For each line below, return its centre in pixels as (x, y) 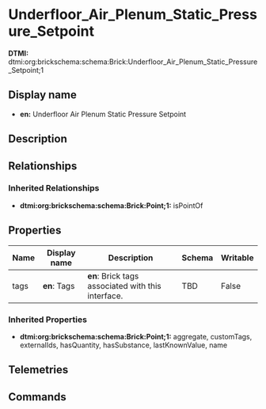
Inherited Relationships (54, 188)
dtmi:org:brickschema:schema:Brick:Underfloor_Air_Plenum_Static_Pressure (133, 62)
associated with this (125, 286)
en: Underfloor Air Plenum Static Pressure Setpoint (103, 114)
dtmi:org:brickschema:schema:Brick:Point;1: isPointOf (111, 205)
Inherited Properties (47, 320)
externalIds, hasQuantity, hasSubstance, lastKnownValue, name (123, 345)
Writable (237, 257)
